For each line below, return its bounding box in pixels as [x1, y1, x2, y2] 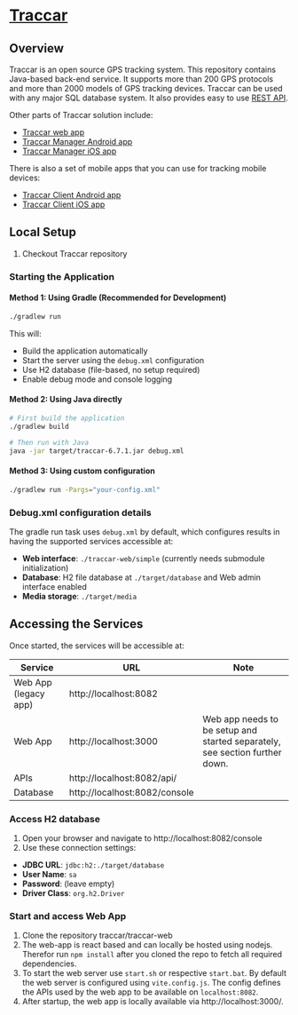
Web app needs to [202, 712, 279, 725]
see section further [202, 746, 282, 758]
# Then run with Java [9, 438, 90, 447]
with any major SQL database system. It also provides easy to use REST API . [9, 92, 288, 103]
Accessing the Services [9, 616, 144, 631]
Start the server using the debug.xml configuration [21, 354, 205, 365]
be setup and [202, 724, 258, 736]
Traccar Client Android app [21, 190, 122, 200]
